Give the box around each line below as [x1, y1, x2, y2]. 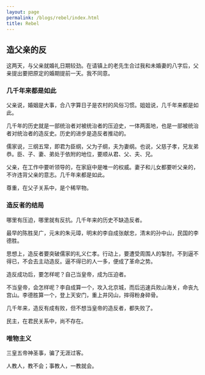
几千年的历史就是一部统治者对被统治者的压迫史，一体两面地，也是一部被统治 [6, 122, 199, 129]
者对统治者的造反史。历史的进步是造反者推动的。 [6, 130, 129, 137]
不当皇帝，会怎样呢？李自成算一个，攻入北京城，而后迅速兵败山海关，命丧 [6, 283, 193, 291]
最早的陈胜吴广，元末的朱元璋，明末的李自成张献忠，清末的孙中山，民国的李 [6, 229, 199, 237]
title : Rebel [6, 20, 40, 26]
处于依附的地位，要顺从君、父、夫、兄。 [54, 151, 156, 158]
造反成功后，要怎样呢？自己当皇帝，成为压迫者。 [6, 270, 129, 278]
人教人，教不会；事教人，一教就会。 [6, 362, 98, 369]
